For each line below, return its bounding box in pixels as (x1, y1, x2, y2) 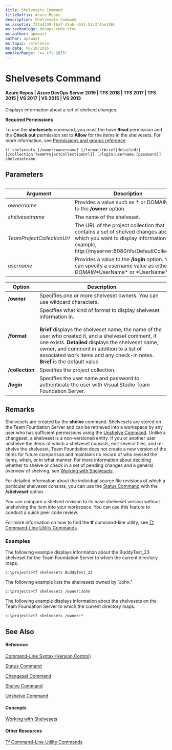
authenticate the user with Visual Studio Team (39, 381, 150, 388)
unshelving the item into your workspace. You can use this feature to (5, 504, 150, 510)
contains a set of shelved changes (74, 228, 157, 235)
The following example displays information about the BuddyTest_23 (5, 549, 150, 556)
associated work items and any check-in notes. (39, 352, 154, 359)
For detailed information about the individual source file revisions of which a (5, 478, 165, 484)
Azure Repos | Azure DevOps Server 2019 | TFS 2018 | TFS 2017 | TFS (5, 90, 156, 96)
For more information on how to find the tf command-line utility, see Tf (5, 519, 155, 526)
